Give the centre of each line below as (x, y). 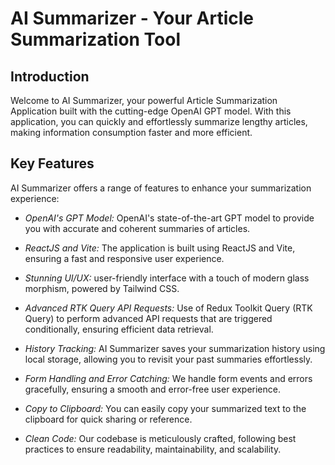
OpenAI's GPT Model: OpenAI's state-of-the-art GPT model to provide (169, 218)
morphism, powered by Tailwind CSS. (102, 288)
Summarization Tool (96, 39)
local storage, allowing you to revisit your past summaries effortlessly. (168, 359)
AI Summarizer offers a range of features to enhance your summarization (161, 188)
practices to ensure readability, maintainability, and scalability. (153, 449)
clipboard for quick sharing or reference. (108, 419)
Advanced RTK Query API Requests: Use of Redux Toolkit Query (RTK (168, 308)
